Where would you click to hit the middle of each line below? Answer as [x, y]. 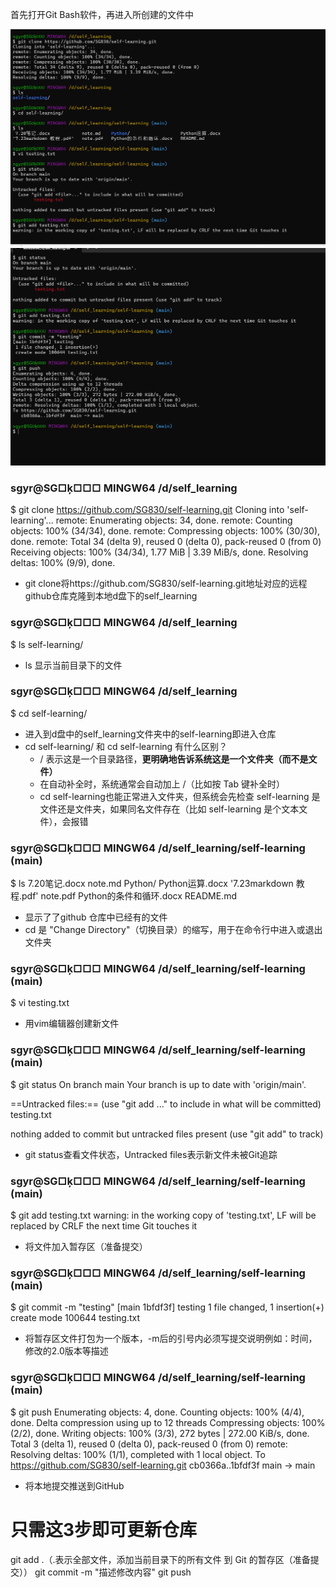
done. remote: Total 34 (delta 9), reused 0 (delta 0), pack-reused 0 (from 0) [166, 542]
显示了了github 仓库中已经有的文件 [96, 917]
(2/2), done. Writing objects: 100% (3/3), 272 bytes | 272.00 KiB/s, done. [160, 1433]
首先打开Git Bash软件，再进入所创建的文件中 [102, 14]
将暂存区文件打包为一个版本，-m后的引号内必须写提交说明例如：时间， [171, 1339]
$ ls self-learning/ [47, 644]
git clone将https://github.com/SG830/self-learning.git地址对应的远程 [166, 584]
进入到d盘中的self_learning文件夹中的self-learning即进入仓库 [150, 734]
